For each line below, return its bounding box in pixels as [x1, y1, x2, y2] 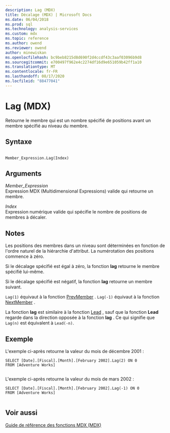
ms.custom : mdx [5, 31, 38, 36]
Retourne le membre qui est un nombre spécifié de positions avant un [5, 117, 151, 123]
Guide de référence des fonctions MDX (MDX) [5, 422, 101, 428]
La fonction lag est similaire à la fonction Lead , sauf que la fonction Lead [5, 309, 159, 315]
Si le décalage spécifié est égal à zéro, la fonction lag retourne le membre [5, 263, 160, 269]
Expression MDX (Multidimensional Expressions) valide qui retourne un [5, 188, 154, 194]
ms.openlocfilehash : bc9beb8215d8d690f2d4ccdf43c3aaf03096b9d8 [5, 55, 142, 60]
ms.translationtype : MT [5, 64, 56, 69]
